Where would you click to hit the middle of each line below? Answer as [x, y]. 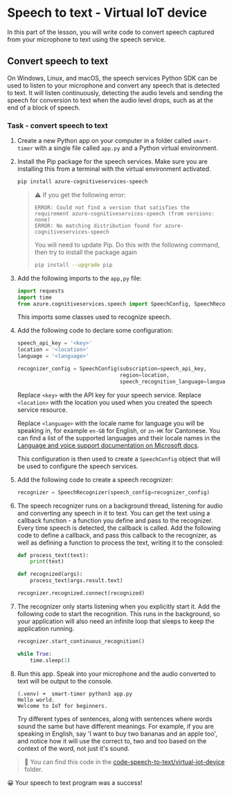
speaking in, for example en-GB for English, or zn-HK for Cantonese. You [118, 430]
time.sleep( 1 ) [50, 660]
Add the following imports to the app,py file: [79, 278]
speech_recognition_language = [163, 381]
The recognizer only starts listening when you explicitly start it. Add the [119, 606]
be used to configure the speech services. [78, 466]
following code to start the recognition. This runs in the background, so [118, 613]
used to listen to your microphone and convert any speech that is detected [114, 85]
